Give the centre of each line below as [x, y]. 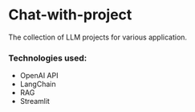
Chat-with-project [70, 15]
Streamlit [35, 102]
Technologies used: [48, 58]
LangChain [38, 84]
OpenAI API [39, 76]
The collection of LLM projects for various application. [97, 37]
